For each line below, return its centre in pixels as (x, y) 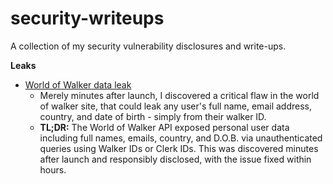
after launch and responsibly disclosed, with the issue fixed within (175, 159)
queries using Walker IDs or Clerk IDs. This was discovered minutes (179, 148)
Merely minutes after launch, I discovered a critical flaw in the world (179, 95)
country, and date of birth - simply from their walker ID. (153, 116)
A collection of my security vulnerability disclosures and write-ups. (148, 46)
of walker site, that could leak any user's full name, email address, (175, 106)
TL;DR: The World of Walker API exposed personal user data (164, 127)
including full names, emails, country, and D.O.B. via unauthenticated (181, 138)
